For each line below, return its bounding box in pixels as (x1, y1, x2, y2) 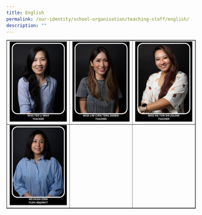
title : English (6, 10, 44, 16)
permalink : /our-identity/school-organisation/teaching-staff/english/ (6, 16, 189, 22)
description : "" (6, 22, 47, 28)
